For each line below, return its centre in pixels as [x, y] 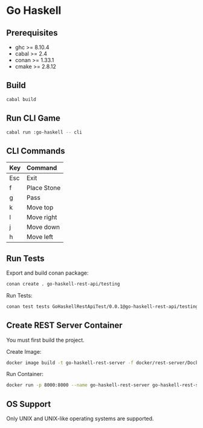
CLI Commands [36, 151]
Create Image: [24, 351]
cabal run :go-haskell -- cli [44, 132]
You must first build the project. [45, 340]
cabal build [21, 99]
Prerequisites [32, 33]
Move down [43, 227]
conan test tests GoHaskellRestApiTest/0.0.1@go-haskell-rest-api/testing [102, 306]
